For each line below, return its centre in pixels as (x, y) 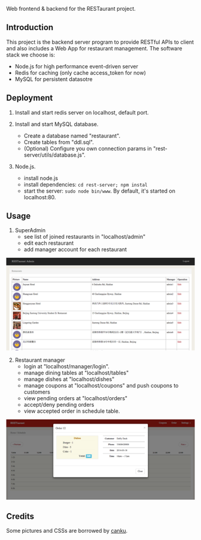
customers (37, 392)
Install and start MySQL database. (57, 124)
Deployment (30, 98)
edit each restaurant (48, 243)
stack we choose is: (31, 55)
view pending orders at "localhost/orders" (75, 398)
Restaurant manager (40, 360)
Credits (20, 516)
